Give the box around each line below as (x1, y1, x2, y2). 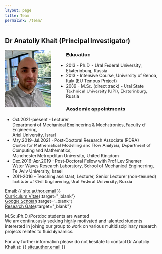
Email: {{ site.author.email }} (5, 188, 61, 194)
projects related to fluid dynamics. (5, 229, 74, 235)
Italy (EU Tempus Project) (66, 78, 117, 84)
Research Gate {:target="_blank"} (5, 203, 72, 209)
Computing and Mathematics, (12, 147, 72, 153)
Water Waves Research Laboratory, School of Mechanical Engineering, (12, 163, 154, 169)
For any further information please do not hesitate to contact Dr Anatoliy (5, 239, 150, 245)
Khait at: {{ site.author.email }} (5, 244, 66, 250)
